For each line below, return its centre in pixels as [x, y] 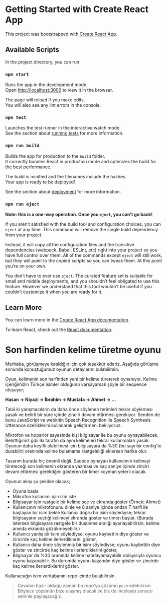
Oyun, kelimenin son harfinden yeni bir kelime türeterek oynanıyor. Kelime [81, 379]
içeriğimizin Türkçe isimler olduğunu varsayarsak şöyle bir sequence [76, 384]
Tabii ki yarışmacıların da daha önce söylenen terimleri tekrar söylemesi [79, 409]
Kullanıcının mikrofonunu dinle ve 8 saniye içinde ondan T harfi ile [80, 507]
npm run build [22, 146]
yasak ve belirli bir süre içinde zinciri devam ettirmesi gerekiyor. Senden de [83, 415]
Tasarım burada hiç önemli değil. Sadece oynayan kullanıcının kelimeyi [78, 461]
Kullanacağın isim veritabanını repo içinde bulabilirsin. [61, 576]
